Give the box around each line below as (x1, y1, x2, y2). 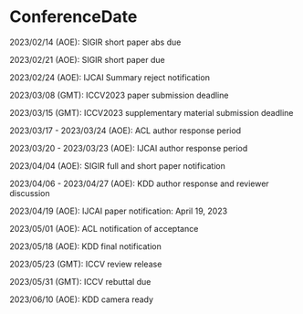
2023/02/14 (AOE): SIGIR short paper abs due (9, 37, 182, 47)
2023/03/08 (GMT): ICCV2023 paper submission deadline (9, 89, 229, 100)
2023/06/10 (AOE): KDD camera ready (9, 294, 153, 305)
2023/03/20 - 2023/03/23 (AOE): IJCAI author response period (9, 142, 248, 153)
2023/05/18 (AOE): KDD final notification (9, 240, 162, 252)
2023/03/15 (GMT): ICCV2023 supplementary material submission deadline (9, 107, 294, 118)
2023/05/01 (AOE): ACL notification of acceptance (9, 223, 199, 234)
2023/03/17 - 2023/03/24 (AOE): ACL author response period (9, 125, 242, 136)
